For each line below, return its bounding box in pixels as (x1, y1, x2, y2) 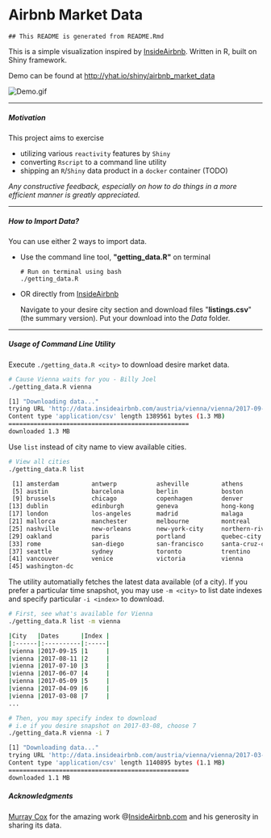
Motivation (8, 112, 46, 122)
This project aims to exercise (8, 133, 105, 142)
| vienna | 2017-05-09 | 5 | (8, 677, 110, 685)
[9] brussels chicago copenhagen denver (11, 495, 244, 503)
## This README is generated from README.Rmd (8, 32, 164, 40)
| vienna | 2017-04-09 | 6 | (8, 684, 110, 693)
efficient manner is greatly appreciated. (8, 190, 141, 200)
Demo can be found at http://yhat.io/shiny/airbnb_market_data (8, 70, 215, 80)
